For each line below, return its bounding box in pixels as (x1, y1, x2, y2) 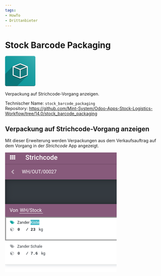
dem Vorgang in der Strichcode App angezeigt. (5, 143, 99, 149)
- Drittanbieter (5, 18, 38, 23)
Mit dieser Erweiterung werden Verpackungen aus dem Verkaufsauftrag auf (5, 138, 157, 144)
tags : (5, 8, 16, 13)
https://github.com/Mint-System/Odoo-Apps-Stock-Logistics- (29, 106, 153, 112)
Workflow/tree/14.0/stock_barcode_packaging (5, 111, 97, 116)
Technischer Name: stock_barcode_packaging (5, 100, 96, 106)
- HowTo (5, 13, 21, 18)
